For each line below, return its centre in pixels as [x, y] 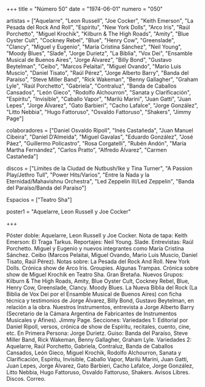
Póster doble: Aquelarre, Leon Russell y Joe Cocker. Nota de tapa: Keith [97, 235]
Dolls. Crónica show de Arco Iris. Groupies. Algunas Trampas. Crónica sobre [102, 268]
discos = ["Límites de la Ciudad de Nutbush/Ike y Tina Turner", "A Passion [99, 168]
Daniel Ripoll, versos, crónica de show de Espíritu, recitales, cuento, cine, [99, 327]
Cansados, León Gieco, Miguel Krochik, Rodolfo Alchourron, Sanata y [94, 353]
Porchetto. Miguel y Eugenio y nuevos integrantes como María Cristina [95, 248]
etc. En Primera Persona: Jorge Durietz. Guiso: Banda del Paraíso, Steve [97, 333]
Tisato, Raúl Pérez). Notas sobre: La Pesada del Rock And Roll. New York [98, 261]
